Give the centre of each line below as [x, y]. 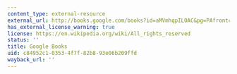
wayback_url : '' [31, 60]
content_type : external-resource [56, 14]
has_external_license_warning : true [61, 27]
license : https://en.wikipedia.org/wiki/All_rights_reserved [99, 33]
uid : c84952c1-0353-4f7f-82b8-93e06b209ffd [72, 54]
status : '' [23, 40]
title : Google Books [38, 47]
